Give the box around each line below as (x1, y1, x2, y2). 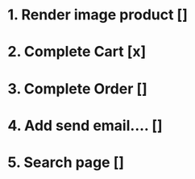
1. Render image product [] (7, 6, 189, 24)
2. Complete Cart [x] (7, 43, 147, 61)
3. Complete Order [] (7, 79, 148, 98)
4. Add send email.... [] (7, 116, 163, 135)
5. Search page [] (7, 153, 124, 171)
